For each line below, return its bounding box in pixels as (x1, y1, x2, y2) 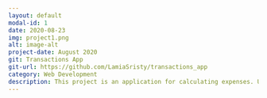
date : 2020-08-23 (8, 26, 66, 34)
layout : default (8, 11, 62, 20)
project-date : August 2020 (8, 48, 98, 56)
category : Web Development (8, 70, 98, 78)
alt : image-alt (8, 41, 59, 49)
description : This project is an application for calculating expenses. (8, 77, 254, 85)
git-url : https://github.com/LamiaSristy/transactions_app (8, 63, 208, 71)
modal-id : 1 (8, 19, 48, 27)
